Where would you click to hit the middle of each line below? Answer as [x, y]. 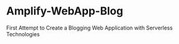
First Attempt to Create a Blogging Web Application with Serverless [89, 28]
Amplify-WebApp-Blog [65, 11]
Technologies [23, 34]
